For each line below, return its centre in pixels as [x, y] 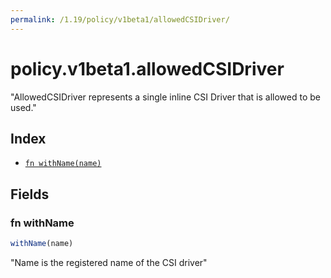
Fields [30, 194]
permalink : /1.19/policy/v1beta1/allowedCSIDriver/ [120, 19]
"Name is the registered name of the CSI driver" [109, 262]
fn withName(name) [63, 164]
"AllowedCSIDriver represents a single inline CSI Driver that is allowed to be [165, 97]
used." [23, 107]
